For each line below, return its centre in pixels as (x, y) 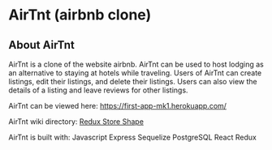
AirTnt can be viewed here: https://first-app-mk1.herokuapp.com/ (118, 106)
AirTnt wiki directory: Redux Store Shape (76, 122)
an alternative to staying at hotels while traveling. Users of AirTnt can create (135, 73)
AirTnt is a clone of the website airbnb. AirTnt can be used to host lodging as (136, 64)
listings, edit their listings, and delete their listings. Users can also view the (133, 81)
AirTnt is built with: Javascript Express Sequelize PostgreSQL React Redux (133, 137)
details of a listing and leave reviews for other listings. (98, 90)
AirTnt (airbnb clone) (80, 15)
